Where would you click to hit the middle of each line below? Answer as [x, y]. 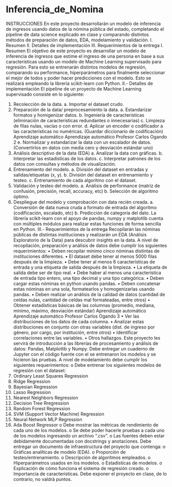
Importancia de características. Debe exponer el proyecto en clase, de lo [90, 474]
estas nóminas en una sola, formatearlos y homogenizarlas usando [84, 289]
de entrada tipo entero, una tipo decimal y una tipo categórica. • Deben [89, 278]
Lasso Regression [32, 392]
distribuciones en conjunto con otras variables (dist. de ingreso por [84, 327]
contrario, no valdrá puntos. [42, 479]
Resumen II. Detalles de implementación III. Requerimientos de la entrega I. [84, 45]
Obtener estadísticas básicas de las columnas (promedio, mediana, [84, 305]
